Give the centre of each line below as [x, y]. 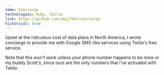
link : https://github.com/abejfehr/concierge [53, 19]
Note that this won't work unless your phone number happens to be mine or [82, 58]
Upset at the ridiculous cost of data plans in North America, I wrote [73, 37]
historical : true [23, 23]
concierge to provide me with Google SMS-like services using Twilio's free [81, 43]
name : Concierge [22, 10]
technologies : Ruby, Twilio [34, 14]
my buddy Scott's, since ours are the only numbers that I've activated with [81, 63]
